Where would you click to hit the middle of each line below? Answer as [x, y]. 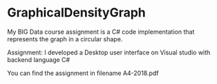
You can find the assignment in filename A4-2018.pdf [83, 73]
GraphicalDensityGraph [77, 13]
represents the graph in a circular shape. [65, 39]
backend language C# [39, 59]
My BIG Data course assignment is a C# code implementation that [101, 32]
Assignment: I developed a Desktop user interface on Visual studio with [109, 52]
